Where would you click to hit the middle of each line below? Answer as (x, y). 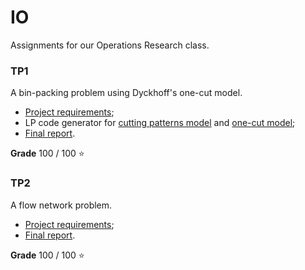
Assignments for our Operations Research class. (110, 45)
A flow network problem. (61, 205)
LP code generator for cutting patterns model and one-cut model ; (160, 123)
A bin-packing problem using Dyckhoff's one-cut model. (126, 93)
